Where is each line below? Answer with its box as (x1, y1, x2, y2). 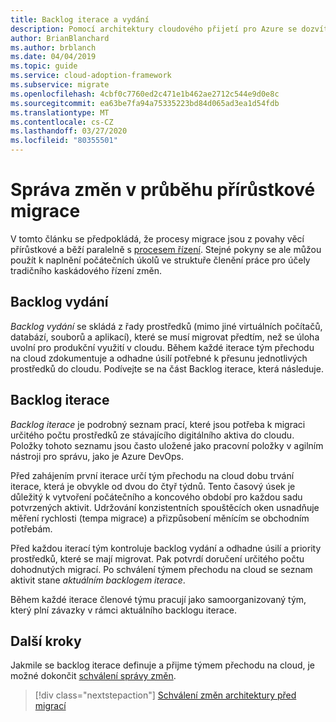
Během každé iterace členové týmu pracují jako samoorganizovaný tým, (10, 593, 307, 605)
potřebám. (10, 522, 53, 535)
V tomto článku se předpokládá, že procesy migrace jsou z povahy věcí (10, 232, 305, 245)
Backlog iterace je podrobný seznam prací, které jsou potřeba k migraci (10, 418, 306, 430)
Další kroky (10, 632, 82, 650)
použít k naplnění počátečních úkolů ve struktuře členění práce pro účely (10, 254, 311, 266)
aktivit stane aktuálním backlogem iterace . (10, 574, 186, 586)
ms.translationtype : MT (10, 107, 110, 118)
